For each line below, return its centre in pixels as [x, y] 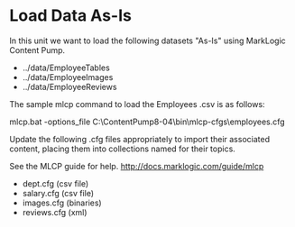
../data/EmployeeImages [68, 77]
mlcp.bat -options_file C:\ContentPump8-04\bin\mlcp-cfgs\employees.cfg [147, 122]
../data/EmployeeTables [66, 68]
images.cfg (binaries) [62, 203]
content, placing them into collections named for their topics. [123, 149]
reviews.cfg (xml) [55, 212]
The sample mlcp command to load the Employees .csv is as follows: [137, 104]
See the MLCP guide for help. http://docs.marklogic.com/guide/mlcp [137, 166]
